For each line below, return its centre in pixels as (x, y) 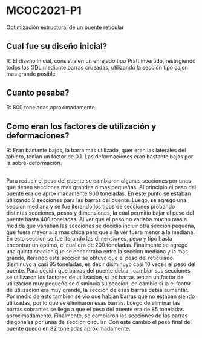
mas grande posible (31, 74)
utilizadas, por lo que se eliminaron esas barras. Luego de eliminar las (93, 302)
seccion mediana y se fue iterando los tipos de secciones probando (91, 206)
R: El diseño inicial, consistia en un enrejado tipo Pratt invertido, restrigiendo (101, 60)
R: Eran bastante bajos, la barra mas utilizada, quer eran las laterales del (96, 150)
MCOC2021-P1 (44, 11)
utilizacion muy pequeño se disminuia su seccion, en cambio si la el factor (99, 283)
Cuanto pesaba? (38, 93)
